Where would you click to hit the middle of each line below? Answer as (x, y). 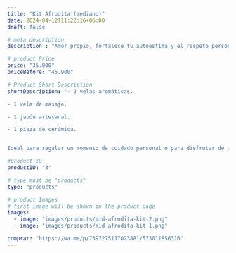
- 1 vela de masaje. (38, 104)
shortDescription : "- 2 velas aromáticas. (70, 91)
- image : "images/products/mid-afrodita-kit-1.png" (91, 226)
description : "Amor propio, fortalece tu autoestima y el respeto (108, 47)
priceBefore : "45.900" (40, 72)
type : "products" (33, 187)
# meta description (36, 39)
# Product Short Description (50, 85)
